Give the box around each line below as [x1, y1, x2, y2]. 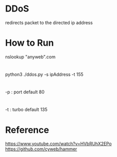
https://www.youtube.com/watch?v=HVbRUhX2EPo [5, 141, 112, 147]
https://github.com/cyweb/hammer [5, 146, 77, 152]
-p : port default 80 [5, 89, 45, 95]
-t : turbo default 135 [5, 106, 47, 113]
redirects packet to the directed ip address [5, 20, 93, 26]
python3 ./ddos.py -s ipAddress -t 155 [5, 71, 83, 78]
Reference [5, 124, 49, 135]
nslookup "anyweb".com [5, 54, 56, 60]
